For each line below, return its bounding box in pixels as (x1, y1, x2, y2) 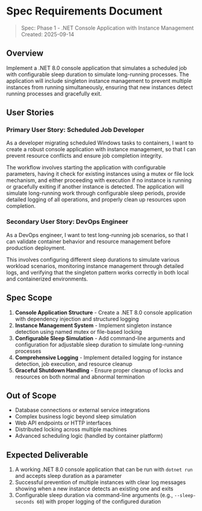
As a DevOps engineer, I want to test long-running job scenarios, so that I (6, 231, 189, 238)
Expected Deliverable (6, 449, 89, 460)
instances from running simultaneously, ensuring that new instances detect (6, 83, 193, 91)
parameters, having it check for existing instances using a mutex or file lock (6, 171, 194, 178)
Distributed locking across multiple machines (14, 426, 127, 433)
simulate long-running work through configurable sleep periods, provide (6, 189, 186, 197)
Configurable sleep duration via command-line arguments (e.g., (14, 492, 173, 499)
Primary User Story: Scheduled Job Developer (6, 126, 145, 134)
